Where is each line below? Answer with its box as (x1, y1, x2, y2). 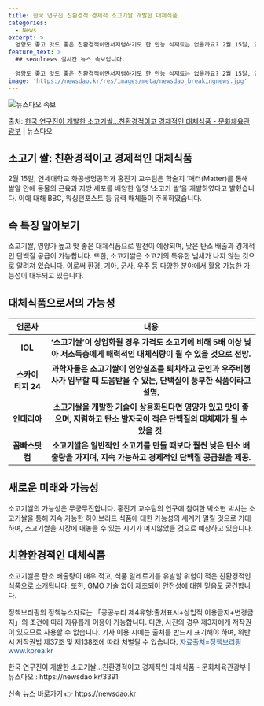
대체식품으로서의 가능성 (8, 296, 115, 310)
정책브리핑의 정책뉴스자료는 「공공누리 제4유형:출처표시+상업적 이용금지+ (8, 608, 235, 617)
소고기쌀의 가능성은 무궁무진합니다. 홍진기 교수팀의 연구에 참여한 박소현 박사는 (8, 503, 247, 513)
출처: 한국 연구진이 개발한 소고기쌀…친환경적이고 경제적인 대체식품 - (8, 116, 217, 126)
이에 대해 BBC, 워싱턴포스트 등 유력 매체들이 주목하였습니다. (18, 194, 203, 203)
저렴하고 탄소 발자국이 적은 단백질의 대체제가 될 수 (73, 414, 247, 425)
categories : (8, 19, 47, 27)
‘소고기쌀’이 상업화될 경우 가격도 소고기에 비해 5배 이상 (50, 336, 242, 347)
